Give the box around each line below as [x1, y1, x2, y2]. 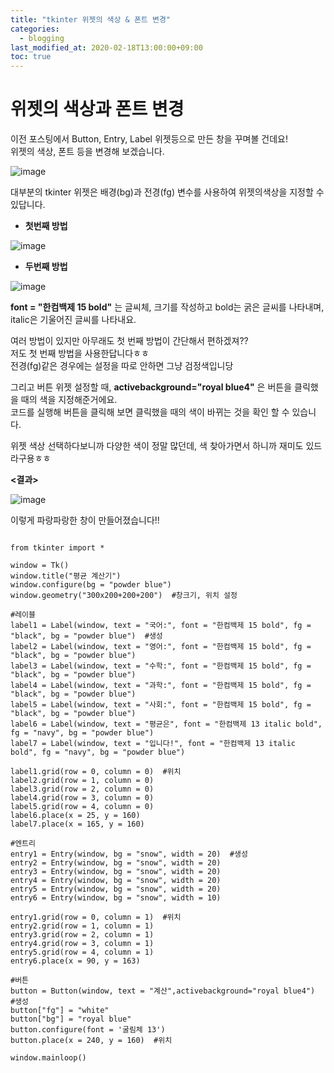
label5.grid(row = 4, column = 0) [10, 802, 155, 812]
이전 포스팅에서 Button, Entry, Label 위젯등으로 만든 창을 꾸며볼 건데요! [10, 133, 288, 145]
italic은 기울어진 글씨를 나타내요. [10, 314, 137, 326]
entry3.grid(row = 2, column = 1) [10, 930, 155, 940]
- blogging [19, 33, 65, 43]
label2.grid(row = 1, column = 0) [10, 776, 155, 786]
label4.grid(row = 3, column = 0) [10, 793, 155, 803]
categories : [10, 24, 60, 34]
